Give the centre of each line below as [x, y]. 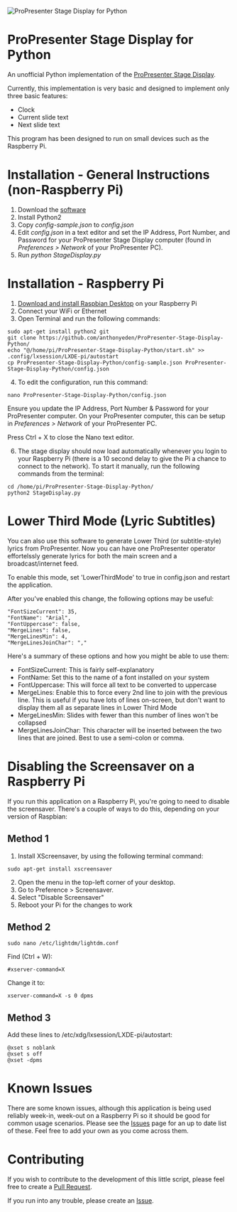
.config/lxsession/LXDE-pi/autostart [63, 356]
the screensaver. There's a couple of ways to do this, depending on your [114, 809]
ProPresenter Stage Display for [100, 40]
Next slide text [39, 124]
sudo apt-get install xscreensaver [60, 869]
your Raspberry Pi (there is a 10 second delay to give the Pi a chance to [122, 458]
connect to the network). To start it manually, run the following [109, 466]
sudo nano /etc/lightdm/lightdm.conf [63, 943]
